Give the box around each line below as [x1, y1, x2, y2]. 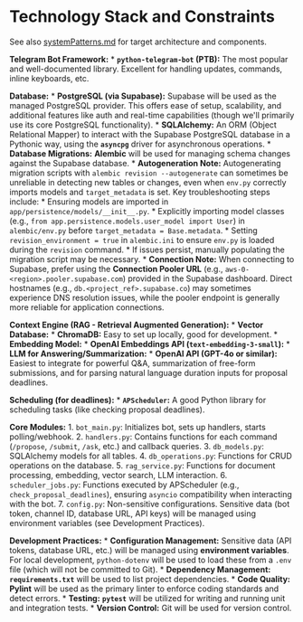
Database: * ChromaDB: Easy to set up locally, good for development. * [9, 328, 279, 340]
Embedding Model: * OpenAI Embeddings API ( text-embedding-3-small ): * [9, 338, 291, 349]
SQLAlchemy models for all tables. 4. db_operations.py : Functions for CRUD [9, 450, 292, 461]
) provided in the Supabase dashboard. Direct [122, 273, 293, 284]
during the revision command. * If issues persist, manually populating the [9, 244, 285, 255]
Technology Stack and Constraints [9, 6, 276, 27]
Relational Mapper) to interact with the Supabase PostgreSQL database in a [9, 128, 291, 139]
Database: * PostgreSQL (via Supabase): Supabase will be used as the [9, 90, 278, 101]
